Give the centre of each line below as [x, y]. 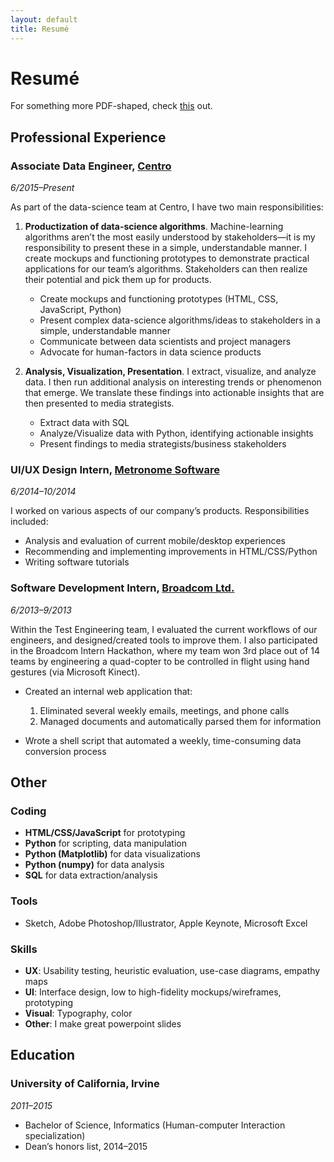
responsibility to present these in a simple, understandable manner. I [165, 248]
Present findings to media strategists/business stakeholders [163, 444]
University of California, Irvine [85, 1084]
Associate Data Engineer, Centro [91, 166]
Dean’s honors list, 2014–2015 [86, 1146]
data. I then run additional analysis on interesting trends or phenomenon [173, 382]
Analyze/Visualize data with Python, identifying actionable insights [176, 433]
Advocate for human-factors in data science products [150, 352]
